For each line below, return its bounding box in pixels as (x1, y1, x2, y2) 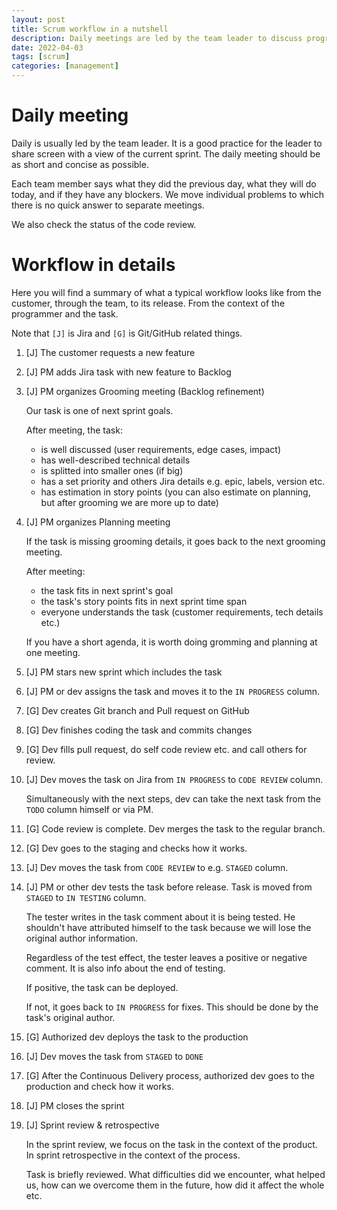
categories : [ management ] (11, 61, 119, 71)
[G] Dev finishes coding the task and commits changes (25, 724, 253, 736)
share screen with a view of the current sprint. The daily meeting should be (11, 147, 321, 160)
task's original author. (25, 1011, 116, 1023)
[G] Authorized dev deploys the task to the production (25, 1031, 249, 1043)
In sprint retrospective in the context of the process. (25, 1149, 241, 1161)
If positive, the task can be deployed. (25, 981, 179, 993)
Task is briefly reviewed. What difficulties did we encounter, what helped (25, 1168, 326, 1180)
